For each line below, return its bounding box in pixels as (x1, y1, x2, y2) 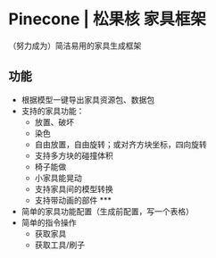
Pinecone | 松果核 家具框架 (8, 9, 206, 29)
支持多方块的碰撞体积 (34, 150, 113, 161)
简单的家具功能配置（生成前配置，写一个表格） (21, 205, 194, 216)
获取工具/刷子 (34, 239, 86, 250)
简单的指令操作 (21, 217, 77, 228)
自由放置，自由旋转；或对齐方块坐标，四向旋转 (34, 138, 207, 149)
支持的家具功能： (21, 105, 85, 116)
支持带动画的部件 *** (34, 195, 112, 205)
